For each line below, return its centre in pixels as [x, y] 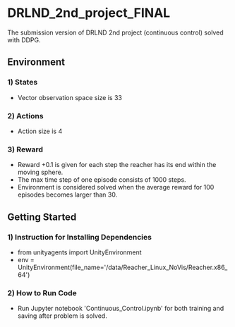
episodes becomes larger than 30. [67, 195]
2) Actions [25, 116]
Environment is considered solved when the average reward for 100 [116, 187]
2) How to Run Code [42, 292]
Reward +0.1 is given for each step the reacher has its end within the [117, 165]
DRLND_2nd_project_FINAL [89, 13]
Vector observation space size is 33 [70, 97]
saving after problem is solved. [62, 316]
